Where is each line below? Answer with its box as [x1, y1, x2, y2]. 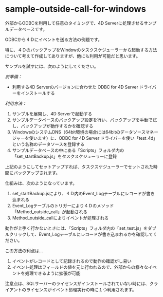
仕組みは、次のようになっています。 [5, 180, 77, 186]
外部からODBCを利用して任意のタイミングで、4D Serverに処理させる [5, 20, 144, 26]
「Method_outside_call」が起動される [12, 208, 88, 215]
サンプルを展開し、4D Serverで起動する [12, 111, 92, 116]
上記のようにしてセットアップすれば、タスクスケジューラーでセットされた [5, 164, 154, 169]
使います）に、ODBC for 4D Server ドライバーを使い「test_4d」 [29, 135, 158, 141]
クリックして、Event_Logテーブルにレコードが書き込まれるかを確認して [9, 231, 153, 237]
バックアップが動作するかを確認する [20, 123, 93, 129]
